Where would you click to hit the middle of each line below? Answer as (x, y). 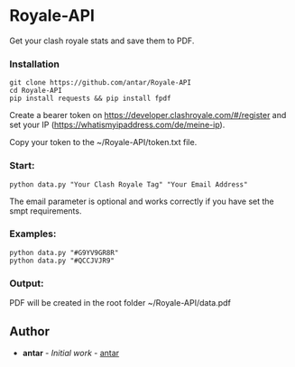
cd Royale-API (36, 91)
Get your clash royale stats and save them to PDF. (102, 41)
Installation (35, 64)
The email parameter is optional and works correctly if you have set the (142, 201)
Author (29, 331)
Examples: (33, 234)
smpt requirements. (46, 211)
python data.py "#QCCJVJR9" (62, 261)
